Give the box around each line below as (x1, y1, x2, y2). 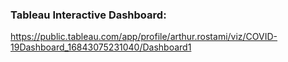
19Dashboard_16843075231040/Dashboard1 (10, 41, 192, 53)
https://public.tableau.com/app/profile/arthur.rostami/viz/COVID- (10, 31, 278, 43)
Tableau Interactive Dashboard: (10, 8, 167, 22)
